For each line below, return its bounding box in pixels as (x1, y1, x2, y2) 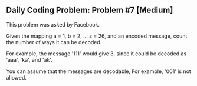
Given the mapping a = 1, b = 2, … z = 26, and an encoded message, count (6, 32, 188, 39)
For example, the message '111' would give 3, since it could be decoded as (6, 50, 187, 57)
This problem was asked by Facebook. (6, 21, 100, 28)
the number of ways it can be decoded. (6, 38, 102, 45)
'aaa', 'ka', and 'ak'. (6, 56, 53, 63)
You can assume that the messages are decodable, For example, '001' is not (6, 68, 192, 75)
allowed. (6, 74, 27, 81)
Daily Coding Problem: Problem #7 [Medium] (6, 5, 173, 15)
